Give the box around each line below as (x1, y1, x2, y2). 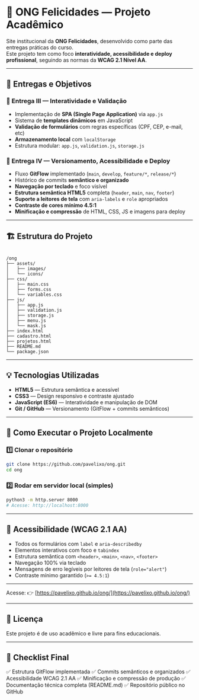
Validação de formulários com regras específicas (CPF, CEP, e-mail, (14, 123, 183, 130)
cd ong (6, 467, 23, 473)
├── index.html (6, 328, 44, 334)
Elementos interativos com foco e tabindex (14, 546, 120, 554)
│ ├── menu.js (6, 317, 46, 324)
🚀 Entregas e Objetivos (6, 79, 92, 90)
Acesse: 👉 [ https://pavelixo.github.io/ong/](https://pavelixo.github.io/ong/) (6, 589, 191, 596)
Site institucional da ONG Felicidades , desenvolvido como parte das (6, 37, 173, 44)
